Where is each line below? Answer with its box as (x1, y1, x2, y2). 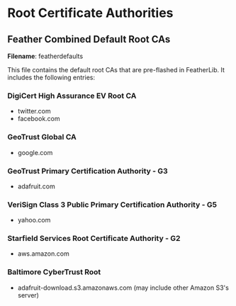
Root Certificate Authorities (7, 5, 174, 21)
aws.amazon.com (17, 249, 69, 258)
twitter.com (17, 107, 51, 115)
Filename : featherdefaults (7, 52, 84, 60)
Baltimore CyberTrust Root (7, 267, 101, 277)
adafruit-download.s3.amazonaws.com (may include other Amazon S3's (17, 283, 229, 292)
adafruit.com (17, 182, 55, 191)
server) (17, 290, 39, 299)
